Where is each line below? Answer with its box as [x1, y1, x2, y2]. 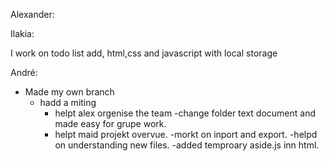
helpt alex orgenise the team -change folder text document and [54, 107, 317, 119]
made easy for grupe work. [54, 118, 167, 129]
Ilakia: [10, 28, 35, 39]
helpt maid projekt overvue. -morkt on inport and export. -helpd [54, 129, 318, 140]
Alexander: [10, 9, 55, 20]
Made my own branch [24, 86, 115, 98]
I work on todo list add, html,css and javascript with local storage [10, 47, 278, 59]
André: [10, 67, 38, 78]
